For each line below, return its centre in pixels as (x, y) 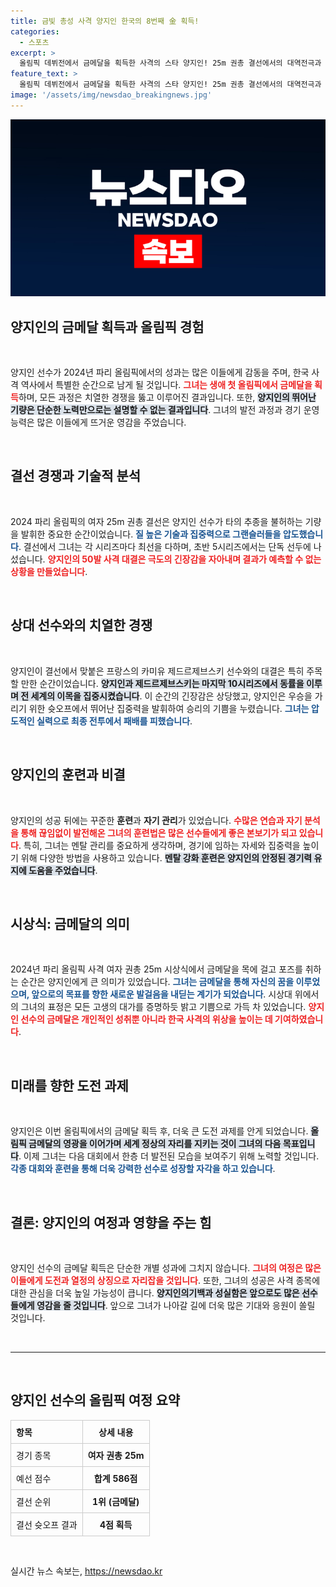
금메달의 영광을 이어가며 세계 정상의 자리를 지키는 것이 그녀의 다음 (155, 1144)
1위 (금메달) (116, 1501)
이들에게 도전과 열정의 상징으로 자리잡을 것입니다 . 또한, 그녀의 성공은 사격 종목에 (165, 1280)
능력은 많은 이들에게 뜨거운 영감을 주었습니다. (98, 422)
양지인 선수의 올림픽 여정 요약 (95, 1400)
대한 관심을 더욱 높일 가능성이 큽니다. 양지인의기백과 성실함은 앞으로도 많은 (155, 1292)
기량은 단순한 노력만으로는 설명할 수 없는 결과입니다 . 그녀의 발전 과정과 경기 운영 (165, 410)
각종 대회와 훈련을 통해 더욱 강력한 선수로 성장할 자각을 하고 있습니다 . (143, 1169)
